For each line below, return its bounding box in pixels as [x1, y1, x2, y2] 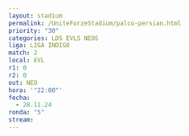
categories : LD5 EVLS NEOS [8, 34, 99, 42]
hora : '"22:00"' [8, 86, 63, 94]
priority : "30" [8, 26, 60, 34]
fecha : [8, 94, 31, 102]
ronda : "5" [8, 109, 45, 117]
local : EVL [8, 57, 45, 65]
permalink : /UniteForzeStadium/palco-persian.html [8, 19, 182, 27]
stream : [8, 116, 35, 124]
